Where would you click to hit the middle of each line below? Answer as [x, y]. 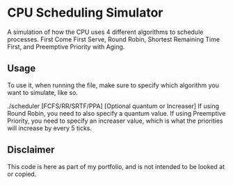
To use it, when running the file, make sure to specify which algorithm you [113, 85]
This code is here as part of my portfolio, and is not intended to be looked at [116, 166]
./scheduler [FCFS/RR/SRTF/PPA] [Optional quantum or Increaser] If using [113, 106]
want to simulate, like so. [43, 92]
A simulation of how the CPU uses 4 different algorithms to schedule [105, 32]
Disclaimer [31, 150]
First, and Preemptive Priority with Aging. [66, 46]
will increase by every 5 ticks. [50, 128]
